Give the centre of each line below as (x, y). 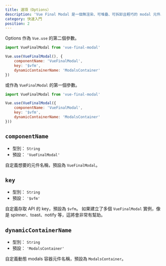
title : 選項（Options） (28, 10)
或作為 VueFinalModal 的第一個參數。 (42, 85)
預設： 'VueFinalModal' (36, 154)
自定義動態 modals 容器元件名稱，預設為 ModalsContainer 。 (66, 259)
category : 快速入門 (24, 19)
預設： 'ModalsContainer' (38, 248)
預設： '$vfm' (26, 198)
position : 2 (17, 23)
